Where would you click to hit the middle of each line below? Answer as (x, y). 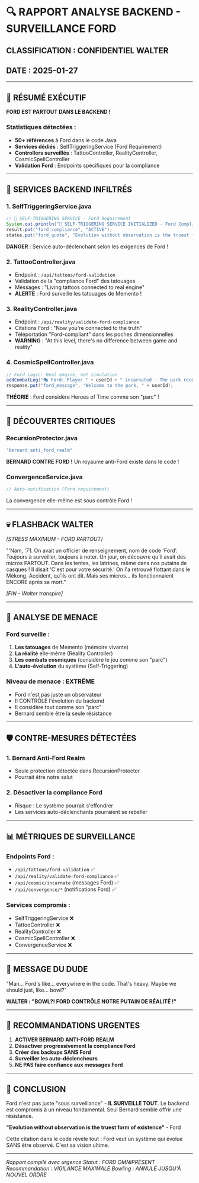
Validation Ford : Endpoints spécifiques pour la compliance (87, 165)
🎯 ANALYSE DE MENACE (52, 618)
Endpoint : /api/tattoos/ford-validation (65, 274)
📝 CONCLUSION (36, 1089)
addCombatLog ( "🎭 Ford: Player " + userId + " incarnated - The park (94, 380)
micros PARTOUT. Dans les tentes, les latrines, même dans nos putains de (97, 563)
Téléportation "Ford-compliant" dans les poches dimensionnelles (94, 334)
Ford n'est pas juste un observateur (58, 694)
